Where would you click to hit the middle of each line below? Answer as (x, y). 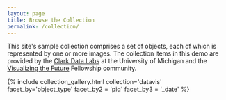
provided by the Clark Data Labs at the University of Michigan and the (107, 61)
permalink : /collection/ (43, 26)
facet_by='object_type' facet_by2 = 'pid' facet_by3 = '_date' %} (98, 89)
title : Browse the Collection (51, 20)
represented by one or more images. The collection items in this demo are (113, 53)
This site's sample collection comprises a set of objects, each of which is (112, 47)
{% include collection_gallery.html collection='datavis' (84, 82)
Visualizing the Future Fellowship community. (72, 68)
